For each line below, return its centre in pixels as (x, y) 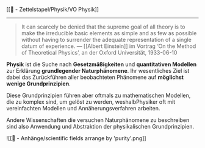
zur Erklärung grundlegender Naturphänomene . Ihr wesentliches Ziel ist (98, 71)
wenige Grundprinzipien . (39, 84)
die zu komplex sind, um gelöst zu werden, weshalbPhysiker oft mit (91, 102)
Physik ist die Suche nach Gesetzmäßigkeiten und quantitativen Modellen (102, 64)
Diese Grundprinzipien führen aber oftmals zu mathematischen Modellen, (99, 95)
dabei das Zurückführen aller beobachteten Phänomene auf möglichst (95, 77)
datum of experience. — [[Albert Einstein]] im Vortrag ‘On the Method (109, 46)
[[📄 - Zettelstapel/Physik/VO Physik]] (53, 9)
